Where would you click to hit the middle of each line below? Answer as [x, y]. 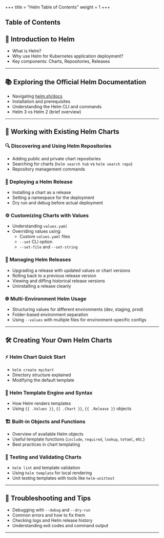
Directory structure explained [41, 375]
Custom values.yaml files [45, 237]
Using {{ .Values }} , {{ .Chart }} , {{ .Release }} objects [72, 408]
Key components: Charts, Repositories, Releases [61, 61]
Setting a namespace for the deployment [53, 197]
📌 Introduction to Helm [40, 39]
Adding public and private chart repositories [56, 158]
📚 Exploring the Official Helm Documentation [76, 82]
